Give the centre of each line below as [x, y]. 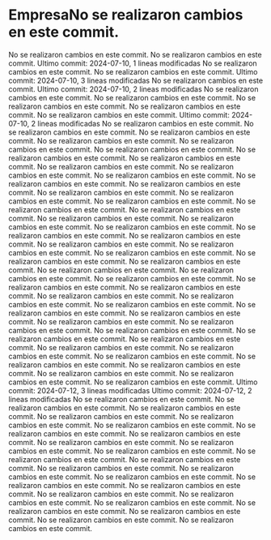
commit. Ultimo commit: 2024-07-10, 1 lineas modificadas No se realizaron [133, 63]
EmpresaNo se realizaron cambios [126, 15]
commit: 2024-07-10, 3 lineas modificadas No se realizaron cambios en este [136, 80]
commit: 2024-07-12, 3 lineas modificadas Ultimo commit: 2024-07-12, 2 [130, 390]
